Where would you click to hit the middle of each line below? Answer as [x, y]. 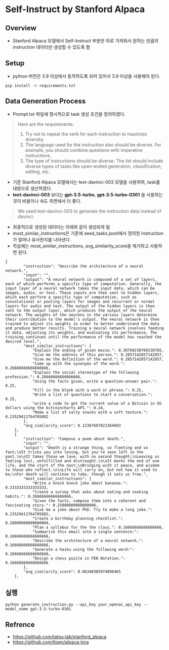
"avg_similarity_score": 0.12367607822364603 [72, 425]
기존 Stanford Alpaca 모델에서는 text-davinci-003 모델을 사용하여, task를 [86, 182]
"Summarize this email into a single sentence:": [86, 532]
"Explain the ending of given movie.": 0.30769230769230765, [98, 350]
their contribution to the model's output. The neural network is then [82, 319]
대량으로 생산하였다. [32, 188]
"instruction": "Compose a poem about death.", [74, 439]
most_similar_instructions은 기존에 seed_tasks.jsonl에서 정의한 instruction [88, 233]
